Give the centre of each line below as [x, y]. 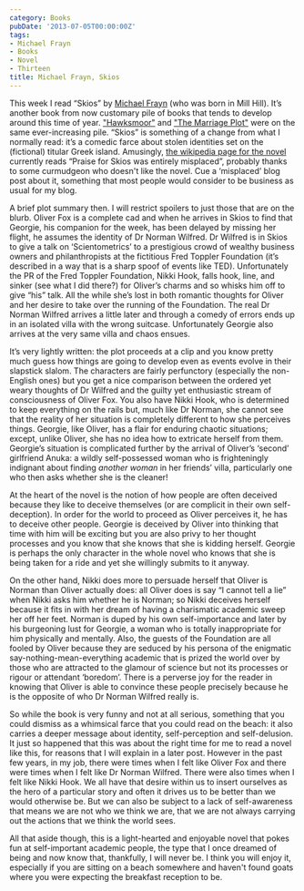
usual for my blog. [43, 190]
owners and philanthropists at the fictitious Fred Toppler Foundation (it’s [144, 256]
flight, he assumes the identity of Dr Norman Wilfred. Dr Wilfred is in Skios [149, 237]
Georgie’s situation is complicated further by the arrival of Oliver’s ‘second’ [149, 448]
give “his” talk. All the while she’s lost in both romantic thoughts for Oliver [147, 295]
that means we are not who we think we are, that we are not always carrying [152, 811]
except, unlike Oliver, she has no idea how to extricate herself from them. [147, 438]
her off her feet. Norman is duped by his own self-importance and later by [148, 619]
